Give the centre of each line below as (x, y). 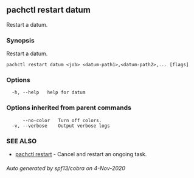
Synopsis (20, 40)
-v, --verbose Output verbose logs (61, 126)
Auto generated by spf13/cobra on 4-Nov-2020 (66, 168)
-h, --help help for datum (49, 93)
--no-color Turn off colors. (62, 120)
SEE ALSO (22, 141)
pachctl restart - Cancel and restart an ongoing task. (81, 154)
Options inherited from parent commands (69, 108)
